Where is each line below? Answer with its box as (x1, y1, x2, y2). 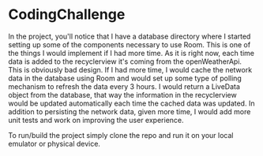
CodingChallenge (8, 6, 126, 24)
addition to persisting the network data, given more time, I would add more (8, 106, 251, 116)
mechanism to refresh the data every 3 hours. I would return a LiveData (8, 81, 241, 91)
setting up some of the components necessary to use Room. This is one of (8, 39, 251, 49)
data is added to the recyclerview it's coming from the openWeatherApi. (8, 57, 242, 66)
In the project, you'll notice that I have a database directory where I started (8, 32, 251, 41)
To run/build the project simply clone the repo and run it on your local (8, 130, 234, 139)
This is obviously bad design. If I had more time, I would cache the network (8, 65, 253, 74)
